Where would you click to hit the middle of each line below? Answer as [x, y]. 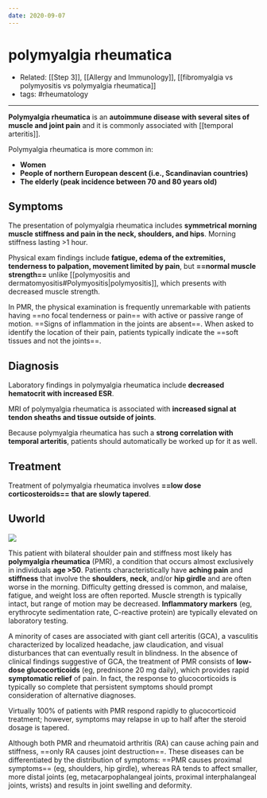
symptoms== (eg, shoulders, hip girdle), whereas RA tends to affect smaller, [133, 768]
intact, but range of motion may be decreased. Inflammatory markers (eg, [130, 603]
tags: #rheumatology [54, 94]
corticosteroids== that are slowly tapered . [79, 494]
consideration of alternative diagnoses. [72, 695]
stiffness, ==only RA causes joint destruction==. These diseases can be [126, 751]
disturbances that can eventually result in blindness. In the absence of [123, 652]
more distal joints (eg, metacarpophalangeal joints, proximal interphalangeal [132, 777]
